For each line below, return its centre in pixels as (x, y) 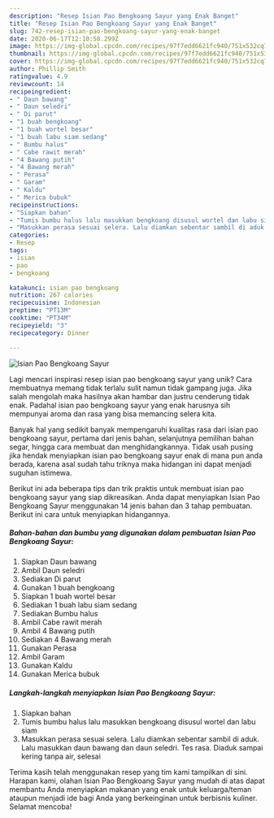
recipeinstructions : (44, 205)
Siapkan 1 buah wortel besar (68, 596)
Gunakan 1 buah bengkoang (68, 588)
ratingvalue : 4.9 (39, 76)
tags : (18, 250)
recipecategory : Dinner (50, 333)
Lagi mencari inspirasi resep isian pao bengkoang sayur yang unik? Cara (131, 379)
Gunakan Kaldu (46, 666)
